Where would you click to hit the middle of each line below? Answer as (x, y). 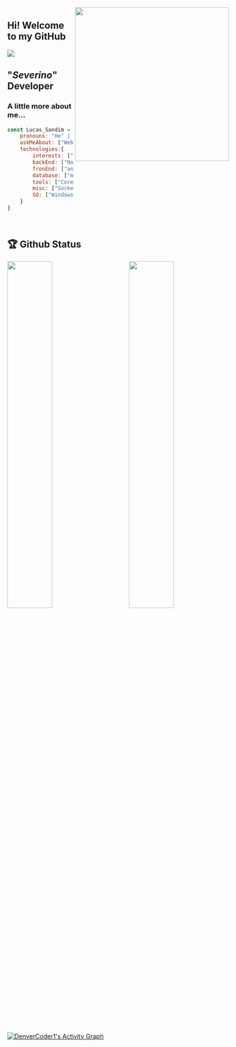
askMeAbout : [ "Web (47, 143)
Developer (31, 86)
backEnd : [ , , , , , (118, 162)
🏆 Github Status (44, 244)
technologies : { (42, 149)
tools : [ (45, 182)
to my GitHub (37, 37)
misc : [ (44, 188)
